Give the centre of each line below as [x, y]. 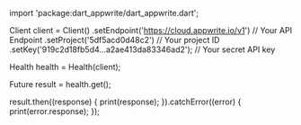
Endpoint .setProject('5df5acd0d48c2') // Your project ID [115, 40]
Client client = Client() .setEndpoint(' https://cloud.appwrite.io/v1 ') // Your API [151, 30]
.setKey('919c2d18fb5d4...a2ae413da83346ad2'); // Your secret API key [142, 49]
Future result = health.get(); [60, 84]
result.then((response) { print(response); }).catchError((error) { [125, 102]
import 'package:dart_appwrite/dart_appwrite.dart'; [104, 13]
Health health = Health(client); [65, 67]
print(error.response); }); [55, 111]
